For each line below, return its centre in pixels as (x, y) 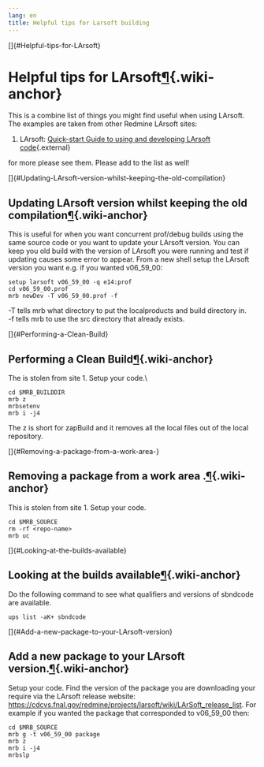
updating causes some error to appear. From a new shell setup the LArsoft (129, 259)
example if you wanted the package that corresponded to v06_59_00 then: (129, 713)
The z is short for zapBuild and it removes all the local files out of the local (128, 428)
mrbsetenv (24, 407)
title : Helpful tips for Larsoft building (79, 23)
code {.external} (45, 147)
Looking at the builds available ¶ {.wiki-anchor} (125, 575)
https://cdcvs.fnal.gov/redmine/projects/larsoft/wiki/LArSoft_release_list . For (132, 704)
